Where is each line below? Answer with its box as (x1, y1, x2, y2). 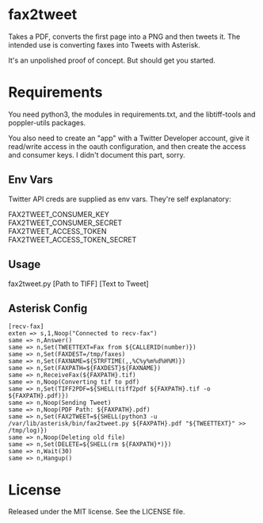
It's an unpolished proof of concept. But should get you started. (8, 55, 216, 65)
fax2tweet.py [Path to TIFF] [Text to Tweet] (8, 279, 149, 288)
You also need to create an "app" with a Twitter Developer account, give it (8, 133, 250, 143)
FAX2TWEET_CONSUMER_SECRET (8, 218, 123, 227)
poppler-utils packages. (8, 117, 86, 128)
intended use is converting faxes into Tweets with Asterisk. (8, 40, 200, 49)
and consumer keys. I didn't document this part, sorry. (8, 150, 186, 159)
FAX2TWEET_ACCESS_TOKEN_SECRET (8, 235, 137, 244)
